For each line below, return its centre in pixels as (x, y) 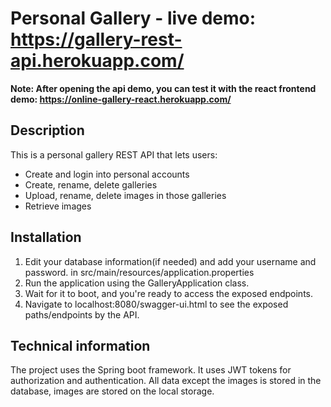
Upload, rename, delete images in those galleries (125, 195)
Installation (46, 237)
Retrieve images (58, 206)
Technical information (80, 345)
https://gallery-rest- (96, 39)
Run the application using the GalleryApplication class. (137, 283)
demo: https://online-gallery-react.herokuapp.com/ (121, 99)
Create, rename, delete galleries (91, 184)
